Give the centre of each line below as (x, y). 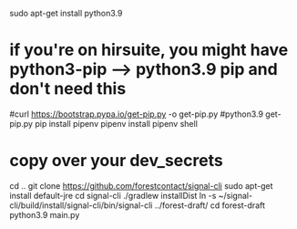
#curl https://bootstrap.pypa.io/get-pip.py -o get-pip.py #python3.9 (137, 114)
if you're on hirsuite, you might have (149, 50)
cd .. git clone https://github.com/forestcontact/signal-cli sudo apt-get (141, 185)
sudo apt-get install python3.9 (66, 13)
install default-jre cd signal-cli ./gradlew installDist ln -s (113, 195)
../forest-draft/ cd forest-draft (210, 205)
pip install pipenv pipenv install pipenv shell (117, 123)
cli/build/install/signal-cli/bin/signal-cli (81, 205)
